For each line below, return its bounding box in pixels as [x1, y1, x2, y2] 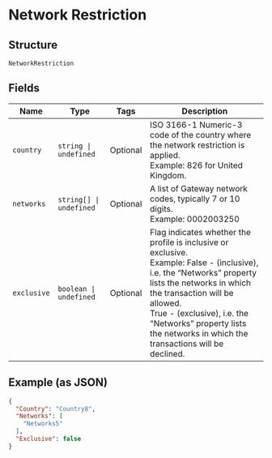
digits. [149, 203, 173, 214]
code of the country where [149, 129, 252, 140]
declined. [149, 348, 185, 359]
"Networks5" [23, 420, 63, 428]
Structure [8, 38, 58, 52]
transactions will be [149, 338, 224, 349]
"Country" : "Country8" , [15, 404, 96, 413]
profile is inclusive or [149, 237, 229, 248]
